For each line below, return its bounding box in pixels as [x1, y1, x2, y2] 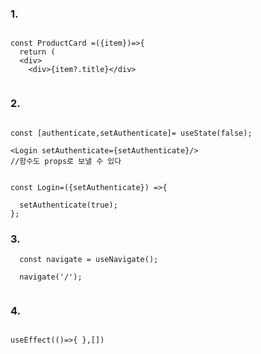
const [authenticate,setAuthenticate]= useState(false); [10, 128, 253, 138]
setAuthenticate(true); [19, 200, 118, 210]
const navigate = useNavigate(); [19, 254, 159, 264]
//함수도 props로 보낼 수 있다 [10, 156, 122, 166]
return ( [19, 47, 56, 57]
